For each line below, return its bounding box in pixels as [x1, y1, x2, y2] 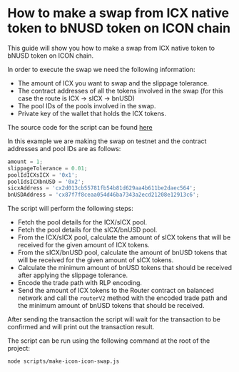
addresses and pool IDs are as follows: [7, 144, 121, 153]
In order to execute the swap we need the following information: [7, 65, 195, 73]
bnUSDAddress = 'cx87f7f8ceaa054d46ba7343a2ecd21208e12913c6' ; [7, 191, 200, 199]
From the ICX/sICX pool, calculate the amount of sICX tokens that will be [17, 233, 231, 242]
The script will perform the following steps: [7, 205, 134, 213]
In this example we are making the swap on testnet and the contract [7, 137, 207, 145]
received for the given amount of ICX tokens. [17, 241, 150, 249]
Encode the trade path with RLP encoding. [17, 279, 143, 287]
